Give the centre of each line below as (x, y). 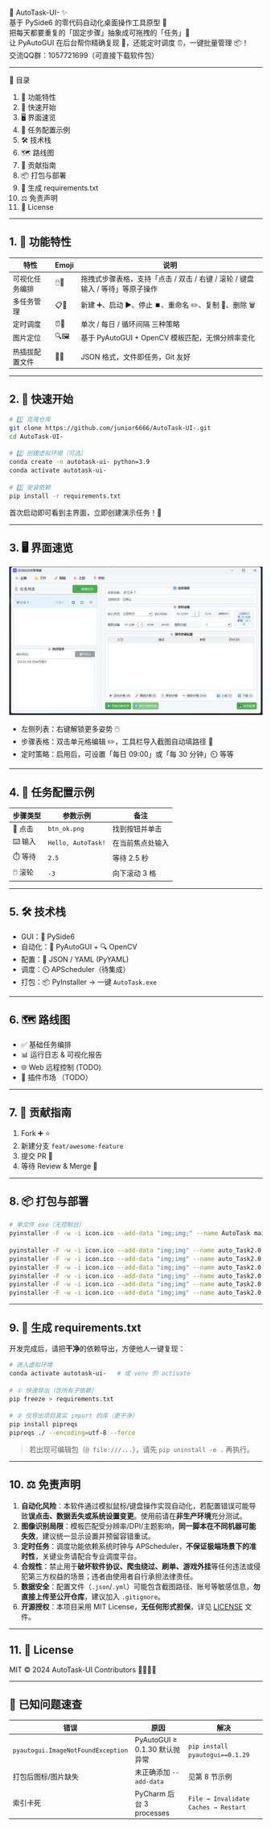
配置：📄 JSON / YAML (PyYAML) (75, 959)
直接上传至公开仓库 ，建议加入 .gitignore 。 (93, 1596)
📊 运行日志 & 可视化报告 (62, 1054)
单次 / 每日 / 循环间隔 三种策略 (130, 324)
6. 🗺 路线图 (40, 1020)
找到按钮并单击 (137, 828)
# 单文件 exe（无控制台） (47, 1225)
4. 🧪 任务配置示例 (52, 792)
